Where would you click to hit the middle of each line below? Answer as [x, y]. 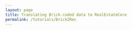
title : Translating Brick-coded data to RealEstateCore [66, 15]
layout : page [19, 10]
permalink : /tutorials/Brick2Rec [41, 19]
